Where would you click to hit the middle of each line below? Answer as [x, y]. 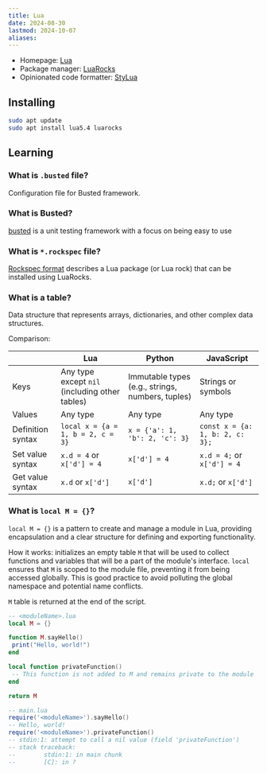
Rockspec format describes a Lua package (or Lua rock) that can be [120, 269]
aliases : [23, 38]
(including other [91, 392]
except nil [81, 382]
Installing [32, 102]
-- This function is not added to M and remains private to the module [133, 674]
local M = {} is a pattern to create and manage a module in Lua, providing [130, 528]
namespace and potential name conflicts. [76, 586]
